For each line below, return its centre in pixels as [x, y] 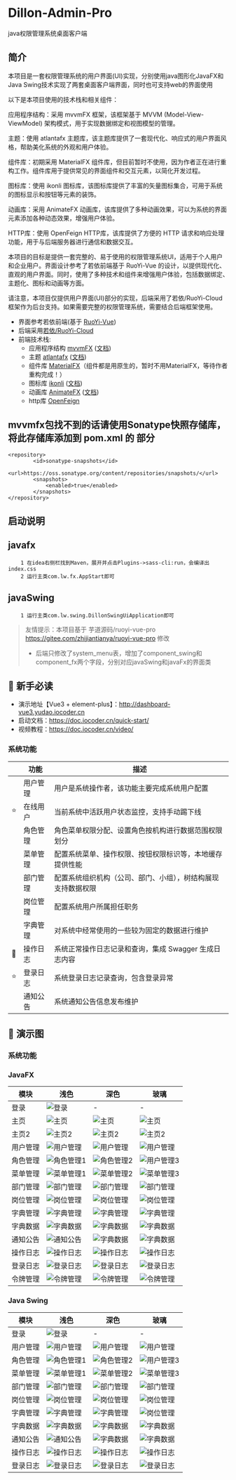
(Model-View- [184, 114]
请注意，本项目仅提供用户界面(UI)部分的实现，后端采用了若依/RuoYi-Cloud [115, 298]
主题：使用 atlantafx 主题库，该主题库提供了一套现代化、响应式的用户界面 [114, 138]
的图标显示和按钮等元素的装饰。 [54, 194]
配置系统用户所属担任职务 [96, 906]
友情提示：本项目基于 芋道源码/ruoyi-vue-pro [90, 629]
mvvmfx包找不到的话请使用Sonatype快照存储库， [117, 425]
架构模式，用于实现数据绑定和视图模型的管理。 [111, 123]
